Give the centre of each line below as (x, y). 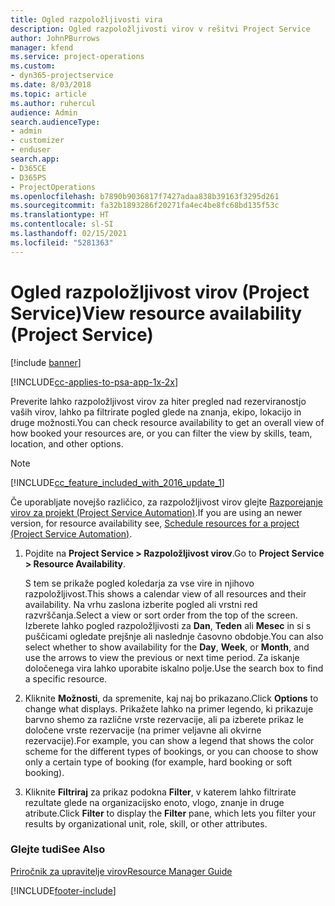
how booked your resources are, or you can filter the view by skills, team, (161, 433)
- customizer (37, 141)
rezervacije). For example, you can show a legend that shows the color (169, 740)
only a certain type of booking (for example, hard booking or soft (158, 762)
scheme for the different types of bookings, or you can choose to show (171, 751)
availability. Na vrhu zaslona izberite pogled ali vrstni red (141, 604)
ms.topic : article (48, 94)
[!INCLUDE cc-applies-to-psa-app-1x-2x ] (94, 382)
